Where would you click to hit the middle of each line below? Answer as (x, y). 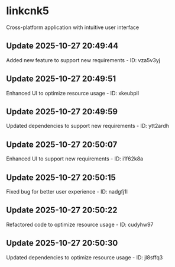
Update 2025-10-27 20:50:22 (62, 210)
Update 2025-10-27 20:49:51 (61, 79)
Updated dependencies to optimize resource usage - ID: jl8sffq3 (85, 257)
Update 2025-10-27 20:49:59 (62, 112)
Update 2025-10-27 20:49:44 (62, 46)
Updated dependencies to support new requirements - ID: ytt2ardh (88, 126)
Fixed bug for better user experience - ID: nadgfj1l (67, 192)
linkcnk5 (27, 11)
